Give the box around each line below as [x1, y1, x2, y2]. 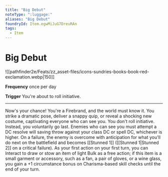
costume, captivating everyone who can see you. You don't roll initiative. [5, 118, 155, 124]
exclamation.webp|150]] [5, 73, 55, 80]
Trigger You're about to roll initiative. [5, 93, 81, 99]
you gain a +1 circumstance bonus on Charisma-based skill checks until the [5, 160, 161, 166]
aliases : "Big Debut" [5, 16, 50, 21]
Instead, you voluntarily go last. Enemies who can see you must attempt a [5, 123, 157, 129]
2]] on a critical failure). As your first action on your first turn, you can [5, 144, 148, 150]
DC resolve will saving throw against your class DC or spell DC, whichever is [5, 128, 162, 135]
